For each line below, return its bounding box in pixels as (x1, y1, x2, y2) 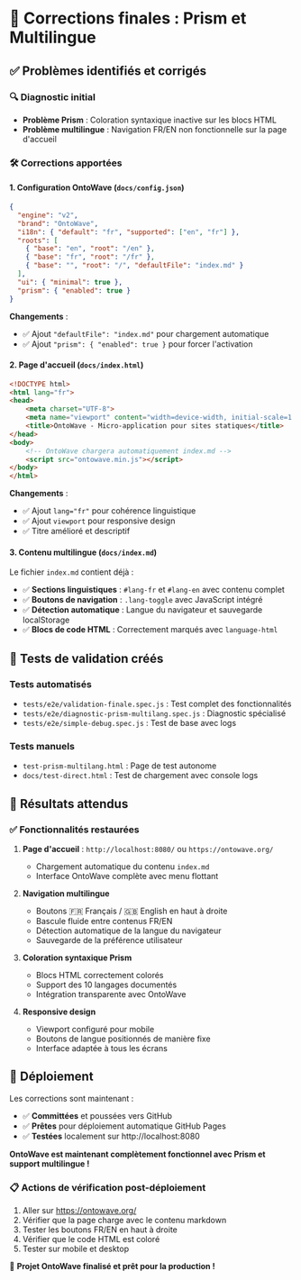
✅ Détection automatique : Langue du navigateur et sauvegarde (22, 604, 263, 615)
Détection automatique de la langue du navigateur (35, 925, 222, 936)
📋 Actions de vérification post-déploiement (9, 1181, 206, 1194)
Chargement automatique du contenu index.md (35, 861, 210, 872)
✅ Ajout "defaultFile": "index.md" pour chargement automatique (22, 328, 269, 339)
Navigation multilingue (22, 888, 110, 899)
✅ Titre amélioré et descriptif (22, 526, 131, 537)
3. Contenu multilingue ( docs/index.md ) (9, 547, 158, 558)
